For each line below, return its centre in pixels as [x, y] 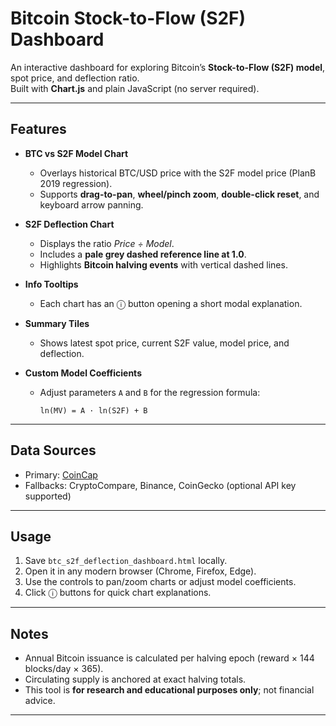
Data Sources [53, 450]
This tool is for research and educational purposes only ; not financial [169, 690]
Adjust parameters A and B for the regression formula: [150, 392]
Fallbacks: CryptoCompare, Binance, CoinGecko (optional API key [160, 485]
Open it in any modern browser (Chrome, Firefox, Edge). [140, 571]
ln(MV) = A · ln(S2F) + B [93, 410]
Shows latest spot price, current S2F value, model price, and [164, 343]
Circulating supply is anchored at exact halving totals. [135, 679]
